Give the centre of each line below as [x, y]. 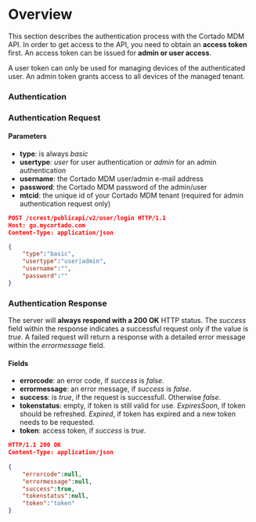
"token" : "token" [49, 503]
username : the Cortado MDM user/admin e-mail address [111, 179]
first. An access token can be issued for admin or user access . [110, 53]
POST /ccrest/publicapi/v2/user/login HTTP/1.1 [87, 218]
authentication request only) [65, 203]
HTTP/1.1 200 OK [34, 445]
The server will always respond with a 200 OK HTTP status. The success [127, 321]
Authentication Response [58, 303]
